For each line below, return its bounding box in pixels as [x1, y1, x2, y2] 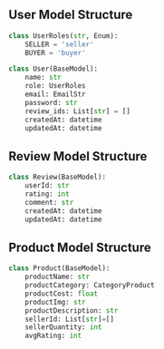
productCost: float [24, 289, 99, 298]
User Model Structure [8, 7, 133, 23]
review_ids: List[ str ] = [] [24, 106, 130, 116]
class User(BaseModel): [8, 64, 99, 73]
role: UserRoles [24, 82, 87, 91]
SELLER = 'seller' [24, 40, 94, 49]
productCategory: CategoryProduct [24, 281, 155, 290]
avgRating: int [24, 331, 82, 341]
